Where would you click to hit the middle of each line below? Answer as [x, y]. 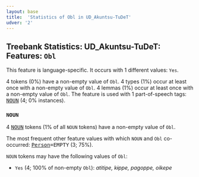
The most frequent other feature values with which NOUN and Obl [84, 139]
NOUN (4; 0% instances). [36, 101]
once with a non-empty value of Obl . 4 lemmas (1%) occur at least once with [100, 88]
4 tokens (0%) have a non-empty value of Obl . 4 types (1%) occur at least [97, 82]
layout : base [22, 12]
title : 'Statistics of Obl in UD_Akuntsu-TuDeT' [69, 17]
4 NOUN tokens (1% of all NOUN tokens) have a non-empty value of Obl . [91, 127]
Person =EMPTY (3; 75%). [62, 145]
